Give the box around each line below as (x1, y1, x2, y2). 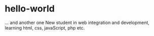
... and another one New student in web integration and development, (5, 19, 150, 25)
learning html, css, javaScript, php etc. (5, 24, 85, 30)
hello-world (5, 3, 55, 14)
